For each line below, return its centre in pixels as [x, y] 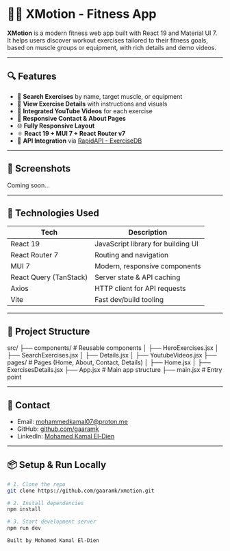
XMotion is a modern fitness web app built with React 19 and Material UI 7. [112, 33]
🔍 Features [32, 77]
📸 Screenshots [39, 168]
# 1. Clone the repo [37, 484]
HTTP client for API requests [140, 289]
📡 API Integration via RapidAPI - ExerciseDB [79, 141]
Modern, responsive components [148, 266]
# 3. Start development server [52, 522]
